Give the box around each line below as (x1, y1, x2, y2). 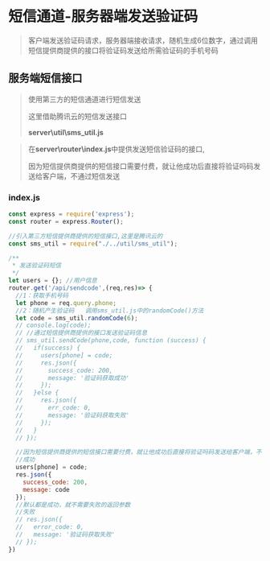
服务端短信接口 (8, 72, 83, 85)
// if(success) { (15, 344, 81, 353)
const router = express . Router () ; (8, 217, 125, 225)
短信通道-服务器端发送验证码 (8, 7, 198, 26)
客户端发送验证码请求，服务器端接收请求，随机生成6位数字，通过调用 (27, 35, 259, 45)
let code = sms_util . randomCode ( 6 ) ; (15, 314, 138, 322)
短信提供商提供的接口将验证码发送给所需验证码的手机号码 (27, 45, 219, 55)
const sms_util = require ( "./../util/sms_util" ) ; (8, 239, 178, 248)
